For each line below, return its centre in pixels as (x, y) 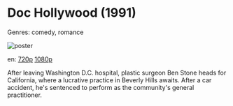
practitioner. (24, 95)
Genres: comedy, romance (45, 32)
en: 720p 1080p (30, 59)
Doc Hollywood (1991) (72, 13)
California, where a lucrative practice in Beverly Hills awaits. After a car (110, 80)
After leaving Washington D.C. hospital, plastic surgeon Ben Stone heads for (117, 73)
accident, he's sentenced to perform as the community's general (101, 87)
